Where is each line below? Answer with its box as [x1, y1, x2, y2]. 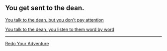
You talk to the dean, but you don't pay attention [5, 17, 104, 23]
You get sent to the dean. [5, 4, 84, 12]
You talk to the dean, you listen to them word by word [5, 26, 114, 32]
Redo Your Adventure [5, 40, 49, 46]
